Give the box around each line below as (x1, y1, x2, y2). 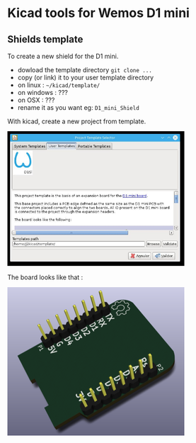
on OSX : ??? (17, 96, 55, 104)
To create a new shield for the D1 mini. (7, 52, 119, 60)
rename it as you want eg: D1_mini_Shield (17, 103, 139, 111)
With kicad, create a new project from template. (7, 117, 146, 125)
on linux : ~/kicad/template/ (17, 81, 100, 89)
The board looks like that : (7, 273, 83, 281)
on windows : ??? (17, 89, 69, 96)
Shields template (7, 33, 83, 45)
